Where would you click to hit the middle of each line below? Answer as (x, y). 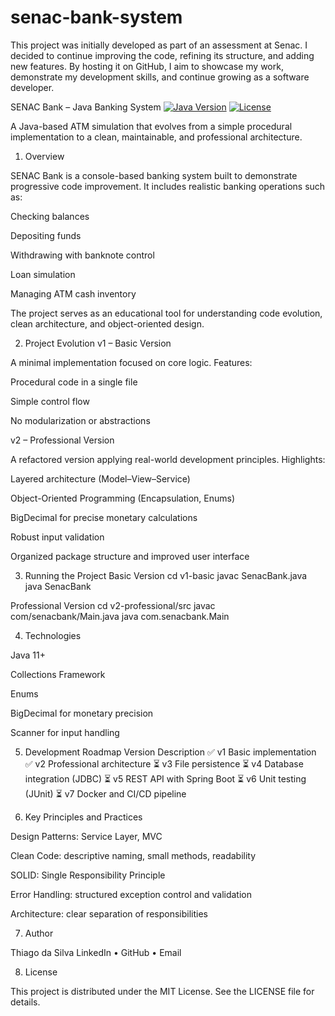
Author (39, 933)
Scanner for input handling (65, 732)
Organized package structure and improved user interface (130, 556)
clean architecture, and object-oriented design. (107, 323)
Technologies (53, 635)
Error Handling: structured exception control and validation (131, 894)
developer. (32, 87)
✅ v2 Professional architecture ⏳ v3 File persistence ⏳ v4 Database (164, 763)
